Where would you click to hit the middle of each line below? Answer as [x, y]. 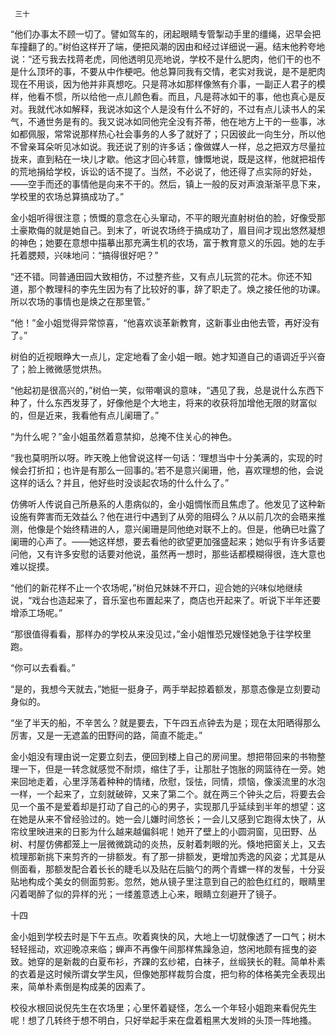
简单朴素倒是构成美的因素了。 [89, 986]
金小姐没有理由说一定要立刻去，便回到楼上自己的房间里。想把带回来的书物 [163, 756]
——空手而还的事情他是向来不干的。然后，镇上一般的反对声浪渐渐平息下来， [168, 184]
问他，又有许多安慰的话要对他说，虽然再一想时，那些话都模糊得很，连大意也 [168, 554]
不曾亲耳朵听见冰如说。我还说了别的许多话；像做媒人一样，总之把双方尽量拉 [168, 146]
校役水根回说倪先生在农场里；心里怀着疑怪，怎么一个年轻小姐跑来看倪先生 [163, 1007]
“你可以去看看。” [43, 667]
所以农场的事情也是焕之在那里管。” [80, 301]
